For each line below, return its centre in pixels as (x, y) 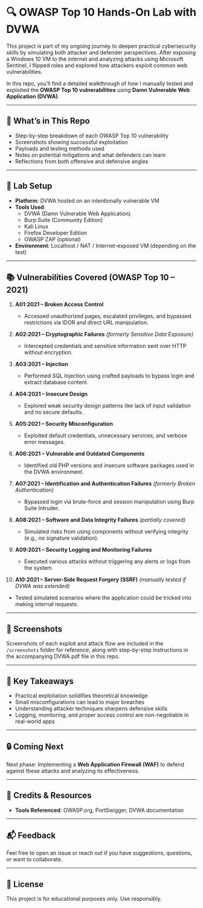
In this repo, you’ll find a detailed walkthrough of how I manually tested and (100, 83)
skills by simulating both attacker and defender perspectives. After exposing (101, 52)
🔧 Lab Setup (29, 186)
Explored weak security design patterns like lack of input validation (108, 406)
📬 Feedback (31, 836)
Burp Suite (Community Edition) (63, 220)
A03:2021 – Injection (41, 364)
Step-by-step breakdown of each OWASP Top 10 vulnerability (92, 136)
